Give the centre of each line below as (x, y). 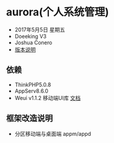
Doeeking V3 (30, 36)
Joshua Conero (33, 43)
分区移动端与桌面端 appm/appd (53, 134)
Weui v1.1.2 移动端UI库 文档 (48, 97)
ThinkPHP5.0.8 (33, 84)
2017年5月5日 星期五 (40, 30)
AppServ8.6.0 (31, 91)
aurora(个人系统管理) (58, 12)
